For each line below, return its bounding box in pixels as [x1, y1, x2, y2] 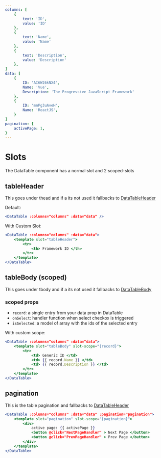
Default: [5, 205, 21, 210]
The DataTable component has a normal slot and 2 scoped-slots [5, 168, 135, 174]
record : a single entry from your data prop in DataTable [12, 310, 123, 316]
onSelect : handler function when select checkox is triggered [12, 315, 134, 321]
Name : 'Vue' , [23, 84, 49, 90]
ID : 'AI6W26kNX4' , [23, 80, 60, 85]
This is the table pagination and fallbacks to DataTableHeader [5, 402, 129, 408]
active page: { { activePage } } [31, 426, 95, 431]
